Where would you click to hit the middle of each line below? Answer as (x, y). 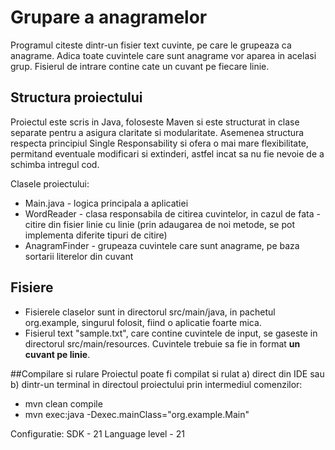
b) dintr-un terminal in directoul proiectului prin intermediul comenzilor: (156, 384)
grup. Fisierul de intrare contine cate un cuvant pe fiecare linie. (140, 66)
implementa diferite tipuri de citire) (96, 235)
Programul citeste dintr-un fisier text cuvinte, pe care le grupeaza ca (151, 45)
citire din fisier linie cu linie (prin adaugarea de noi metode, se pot (160, 224)
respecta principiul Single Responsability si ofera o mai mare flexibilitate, (159, 143)
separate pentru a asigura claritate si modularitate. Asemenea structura (157, 132)
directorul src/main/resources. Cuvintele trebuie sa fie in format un (162, 343)
